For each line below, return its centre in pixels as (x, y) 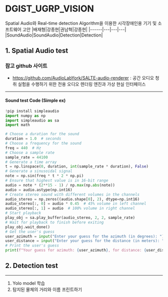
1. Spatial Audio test (37, 51)
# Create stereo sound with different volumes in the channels (72, 194)
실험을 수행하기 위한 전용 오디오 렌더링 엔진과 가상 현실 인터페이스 (82, 84)
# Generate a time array (31, 162)
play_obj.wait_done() (28, 227)
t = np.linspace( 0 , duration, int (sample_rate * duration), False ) (77, 166)
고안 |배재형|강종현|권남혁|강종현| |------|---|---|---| (74, 29)
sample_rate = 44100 (27, 157)
